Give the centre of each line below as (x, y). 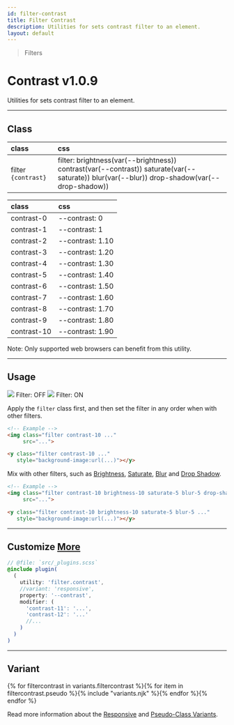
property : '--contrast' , (56, 595)
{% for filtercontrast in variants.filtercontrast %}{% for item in (95, 686)
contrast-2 (29, 241)
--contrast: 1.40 (86, 275)
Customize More (44, 547)
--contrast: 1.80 (86, 320)
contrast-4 (29, 264)
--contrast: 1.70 (86, 309)
